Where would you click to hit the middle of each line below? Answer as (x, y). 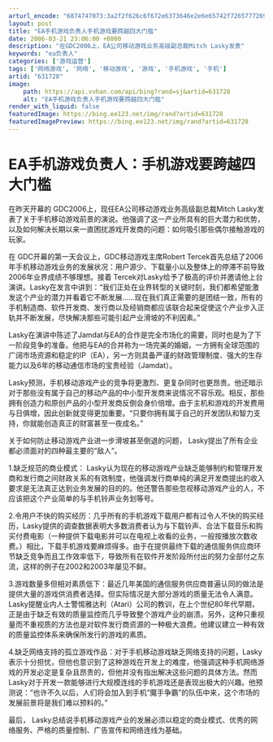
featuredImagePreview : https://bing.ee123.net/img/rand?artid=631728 (129, 122)
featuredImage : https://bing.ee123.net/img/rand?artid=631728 (116, 115)
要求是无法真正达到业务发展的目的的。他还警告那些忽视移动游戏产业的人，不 (136, 488)
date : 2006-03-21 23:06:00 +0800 (65, 39)
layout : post (30, 24)
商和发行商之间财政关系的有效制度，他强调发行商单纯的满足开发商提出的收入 (136, 478)
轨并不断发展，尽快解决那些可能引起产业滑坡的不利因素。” (104, 317)
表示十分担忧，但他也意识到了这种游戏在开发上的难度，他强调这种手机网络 (133, 662)
